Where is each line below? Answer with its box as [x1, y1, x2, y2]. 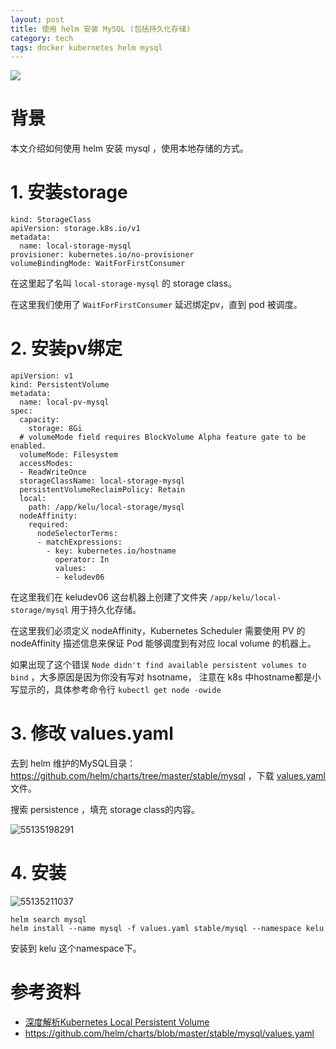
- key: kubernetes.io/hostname [46, 546, 177, 556]
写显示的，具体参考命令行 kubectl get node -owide [10, 684, 222, 696]
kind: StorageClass [10, 215, 92, 225]
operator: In [54, 555, 110, 565]
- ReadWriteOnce [19, 467, 87, 478]
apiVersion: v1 [10, 371, 74, 381]
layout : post [10, 14, 65, 25]
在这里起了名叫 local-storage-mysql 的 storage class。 [10, 277, 237, 290]
